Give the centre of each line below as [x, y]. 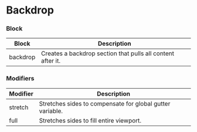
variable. [51, 111]
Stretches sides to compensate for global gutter [105, 103]
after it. [50, 61]
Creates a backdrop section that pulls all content [108, 53]
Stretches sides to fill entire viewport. [90, 120]
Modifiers [20, 79]
